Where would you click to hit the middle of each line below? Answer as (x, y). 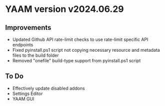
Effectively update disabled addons (49, 88)
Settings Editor (28, 94)
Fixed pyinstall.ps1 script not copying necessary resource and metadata (86, 50)
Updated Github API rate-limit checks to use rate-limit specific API (80, 39)
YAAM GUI (23, 99)
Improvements (28, 28)
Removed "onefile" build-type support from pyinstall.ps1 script (77, 60)
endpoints (23, 45)
